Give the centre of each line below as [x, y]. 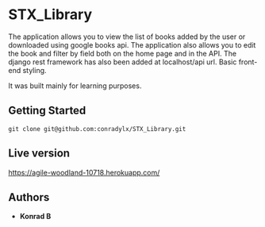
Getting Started [47, 111]
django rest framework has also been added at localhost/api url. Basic [123, 62]
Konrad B [35, 217]
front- [248, 62]
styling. [35, 70]
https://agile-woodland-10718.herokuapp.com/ [84, 172]
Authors [29, 197]
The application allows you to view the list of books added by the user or [127, 37]
